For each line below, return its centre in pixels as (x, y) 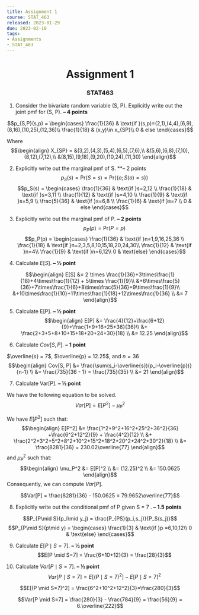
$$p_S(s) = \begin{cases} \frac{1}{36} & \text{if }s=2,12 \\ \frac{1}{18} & (105, 188)
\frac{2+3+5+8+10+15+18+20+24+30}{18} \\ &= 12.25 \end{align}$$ (105, 333)
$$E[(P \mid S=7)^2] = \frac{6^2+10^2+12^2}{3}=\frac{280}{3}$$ (100, 588)
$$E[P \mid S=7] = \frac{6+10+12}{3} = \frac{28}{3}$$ (104, 555)
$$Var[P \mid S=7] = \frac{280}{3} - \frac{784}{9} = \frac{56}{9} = (100, 600)
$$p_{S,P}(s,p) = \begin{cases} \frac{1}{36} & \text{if (72, 124)
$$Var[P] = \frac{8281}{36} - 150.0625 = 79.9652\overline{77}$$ (100, 495)
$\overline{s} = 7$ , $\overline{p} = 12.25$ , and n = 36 (73, 356)
